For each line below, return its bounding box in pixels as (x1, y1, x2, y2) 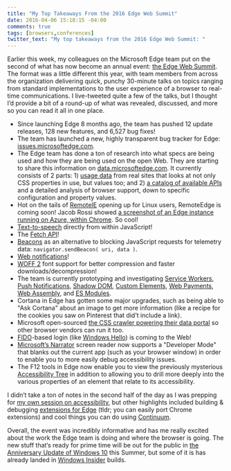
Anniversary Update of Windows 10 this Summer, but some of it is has (7, 448, 206, 457)
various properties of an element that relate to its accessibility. (17, 377, 195, 386)
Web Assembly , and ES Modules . (17, 289, 112, 298)
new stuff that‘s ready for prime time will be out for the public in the (7, 441, 199, 450)
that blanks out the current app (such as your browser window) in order (17, 348, 221, 357)
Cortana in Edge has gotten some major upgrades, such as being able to (17, 296, 224, 305)
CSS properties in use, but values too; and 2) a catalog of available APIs (17, 179, 223, 187)
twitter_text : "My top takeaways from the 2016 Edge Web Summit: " (7, 36, 206, 43)
